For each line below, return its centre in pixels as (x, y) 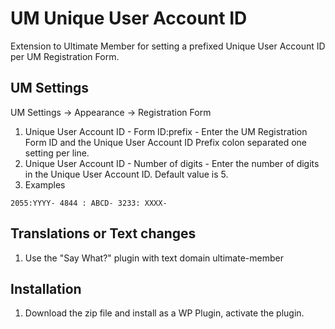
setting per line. (57, 153)
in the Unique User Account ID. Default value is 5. (126, 174)
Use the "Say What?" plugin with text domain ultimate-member (154, 258)
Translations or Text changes (103, 233)
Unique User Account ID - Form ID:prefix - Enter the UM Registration (166, 131)
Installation (46, 288)
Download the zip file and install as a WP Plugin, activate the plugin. (164, 313)
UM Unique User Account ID (129, 18)
